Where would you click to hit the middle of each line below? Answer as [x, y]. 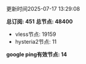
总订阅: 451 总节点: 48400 [40, 22]
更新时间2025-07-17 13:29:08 [43, 9]
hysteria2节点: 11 [36, 42]
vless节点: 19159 [35, 34]
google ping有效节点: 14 [37, 54]
